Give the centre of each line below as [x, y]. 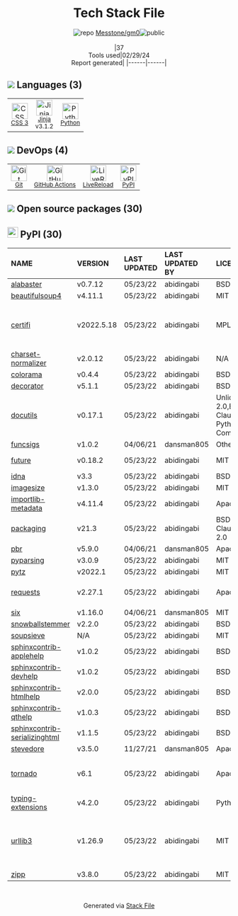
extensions [29, 807]
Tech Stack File [119, 13]
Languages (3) [50, 85]
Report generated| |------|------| [119, 62]
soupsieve [28, 635]
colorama [27, 374]
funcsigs [25, 444]
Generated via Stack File [119, 905]
